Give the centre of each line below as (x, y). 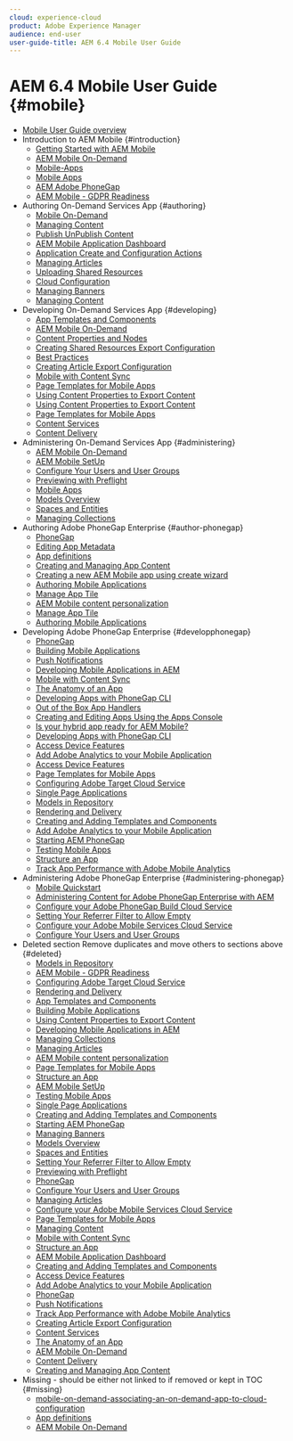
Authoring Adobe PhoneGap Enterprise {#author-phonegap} (133, 528)
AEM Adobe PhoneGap (77, 187)
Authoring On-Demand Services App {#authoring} (114, 206)
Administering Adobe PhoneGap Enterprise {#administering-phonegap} (153, 878)
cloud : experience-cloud (55, 17)
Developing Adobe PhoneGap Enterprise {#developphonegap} (136, 632)
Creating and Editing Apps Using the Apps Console (129, 717)
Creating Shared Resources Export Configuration (125, 348)
